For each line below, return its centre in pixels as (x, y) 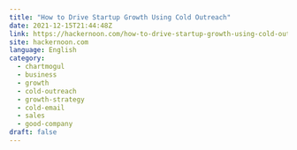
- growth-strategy (51, 99)
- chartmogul (41, 67)
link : (19, 34)
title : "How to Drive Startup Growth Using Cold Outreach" (120, 17)
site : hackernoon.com (49, 42)
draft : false (33, 132)
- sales (31, 116)
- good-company (45, 124)
